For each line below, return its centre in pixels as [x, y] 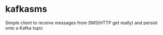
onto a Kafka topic [24, 28]
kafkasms [26, 9]
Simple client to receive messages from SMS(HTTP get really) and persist [81, 23]
